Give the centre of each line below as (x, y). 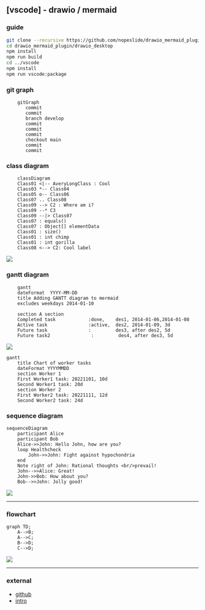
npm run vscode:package (37, 74)
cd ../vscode (23, 63)
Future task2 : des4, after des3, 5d (95, 335)
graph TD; (19, 527)
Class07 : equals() (42, 221)
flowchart (21, 514)
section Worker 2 (39, 390)
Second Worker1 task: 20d (50, 384)
